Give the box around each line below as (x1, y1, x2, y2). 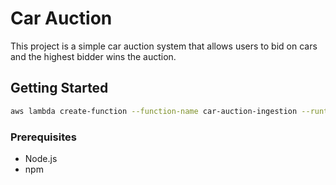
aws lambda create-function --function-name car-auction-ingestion (10, 106, 298, 116)
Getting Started (10, 80, 109, 97)
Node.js (24, 152, 58, 164)
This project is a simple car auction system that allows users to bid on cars (10, 40, 318, 52)
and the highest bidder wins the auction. (10, 50, 177, 62)
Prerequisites (10, 130, 77, 144)
